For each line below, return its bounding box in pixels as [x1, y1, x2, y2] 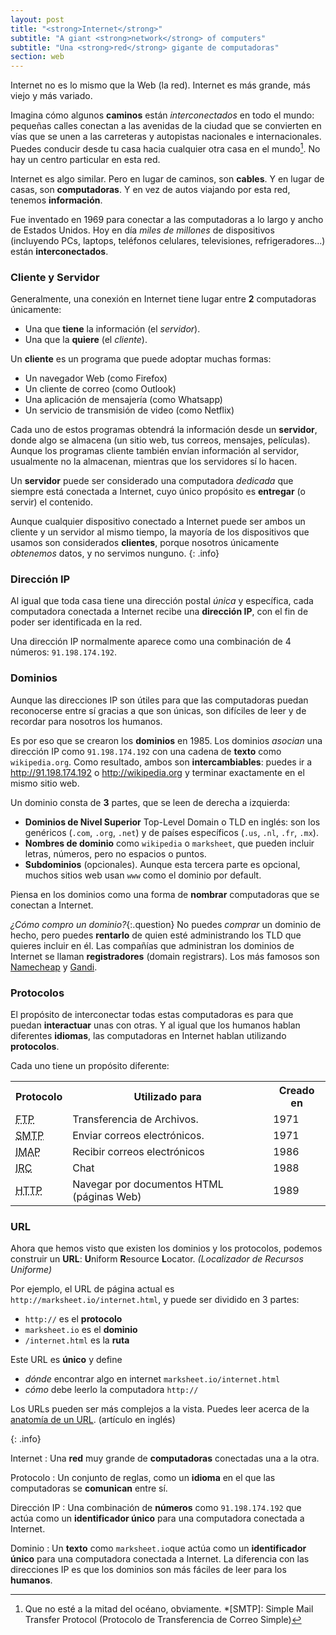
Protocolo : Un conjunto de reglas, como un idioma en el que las [10, 1472, 276, 1484]
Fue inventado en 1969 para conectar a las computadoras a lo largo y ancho [10, 213, 324, 225]
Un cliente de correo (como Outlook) [24, 383, 177, 395]
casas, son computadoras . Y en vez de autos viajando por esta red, [10, 183, 291, 195]
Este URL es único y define [10, 1354, 123, 1366]
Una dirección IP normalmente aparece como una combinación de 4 [10, 636, 292, 648]
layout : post [10, 14, 65, 25]
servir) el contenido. [10, 496, 94, 508]
